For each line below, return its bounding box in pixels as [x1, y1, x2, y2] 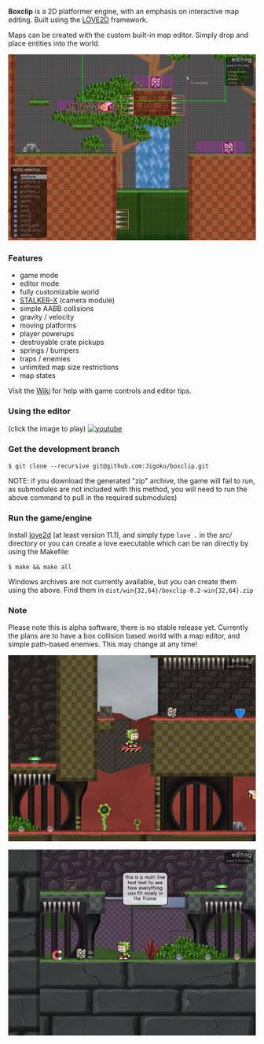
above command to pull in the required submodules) [8, 492, 178, 502]
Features [8, 252, 43, 263]
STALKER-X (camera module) [19, 295, 115, 305]
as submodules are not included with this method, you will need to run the [8, 484, 247, 494]
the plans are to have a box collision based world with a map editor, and [8, 631, 240, 641]
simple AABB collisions [19, 304, 94, 313]
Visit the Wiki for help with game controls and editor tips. [8, 386, 192, 396]
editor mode [19, 279, 60, 288]
